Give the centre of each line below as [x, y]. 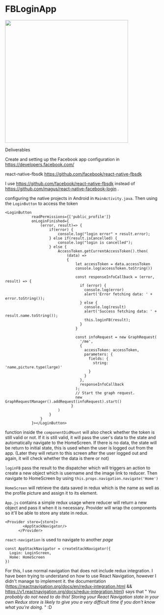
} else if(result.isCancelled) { [83, 238]
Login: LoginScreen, [30, 553]
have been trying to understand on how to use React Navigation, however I [81, 576]
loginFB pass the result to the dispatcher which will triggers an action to [78, 468]
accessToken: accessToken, [112, 350]
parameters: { [98, 354]
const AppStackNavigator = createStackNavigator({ [58, 549]
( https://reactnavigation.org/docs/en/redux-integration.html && [69, 586]
